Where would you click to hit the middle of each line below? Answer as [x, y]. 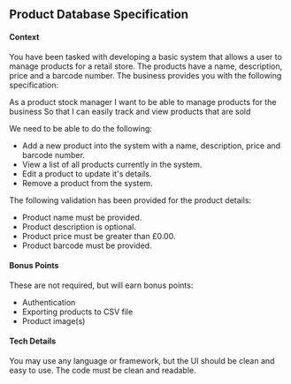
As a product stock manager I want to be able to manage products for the [143, 102]
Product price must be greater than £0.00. [99, 236]
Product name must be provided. [82, 217]
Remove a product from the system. [87, 183]
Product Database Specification [99, 15]
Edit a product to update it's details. [87, 173]
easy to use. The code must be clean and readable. [103, 370]
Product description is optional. [79, 226]
